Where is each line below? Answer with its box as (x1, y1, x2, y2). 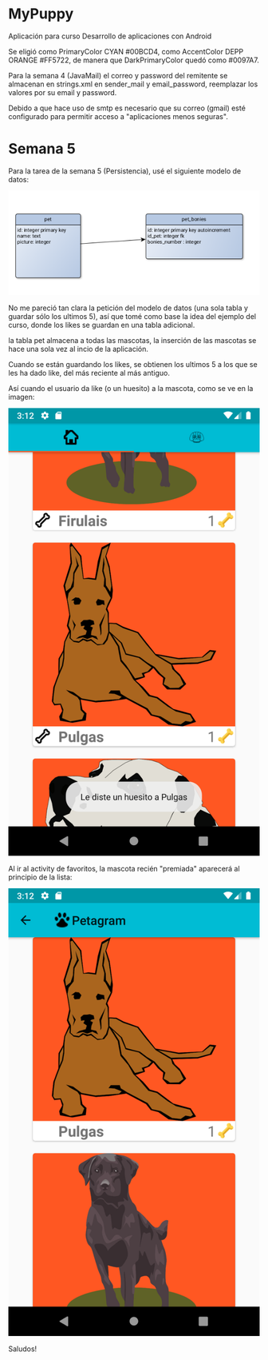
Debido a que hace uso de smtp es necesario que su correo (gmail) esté (8, 103, 246, 113)
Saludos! (8, 1344, 37, 1354)
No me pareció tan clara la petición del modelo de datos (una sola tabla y (8, 303, 249, 313)
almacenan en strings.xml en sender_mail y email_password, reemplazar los (8, 79, 258, 89)
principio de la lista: (8, 872, 73, 882)
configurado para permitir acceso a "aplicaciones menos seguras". (8, 111, 229, 121)
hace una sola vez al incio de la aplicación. (8, 345, 149, 354)
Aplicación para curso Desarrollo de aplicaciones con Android (8, 31, 212, 41)
